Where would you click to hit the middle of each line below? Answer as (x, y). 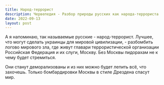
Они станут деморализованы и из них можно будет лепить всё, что (76, 67)
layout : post (18, 23)
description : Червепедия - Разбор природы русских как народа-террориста (82, 14)
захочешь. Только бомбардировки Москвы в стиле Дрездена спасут (77, 72)
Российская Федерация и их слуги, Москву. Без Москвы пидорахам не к (82, 52)
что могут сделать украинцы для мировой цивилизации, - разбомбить (79, 42)
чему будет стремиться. (31, 58)
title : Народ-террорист (29, 9)
